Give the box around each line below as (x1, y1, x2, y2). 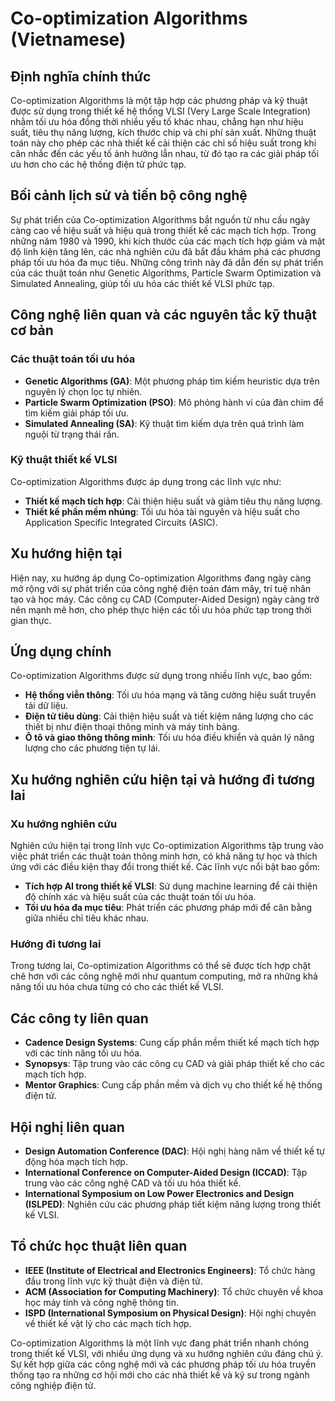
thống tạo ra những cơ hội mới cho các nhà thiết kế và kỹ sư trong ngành (10, 1368, 310, 1381)
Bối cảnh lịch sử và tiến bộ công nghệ (10, 187, 248, 204)
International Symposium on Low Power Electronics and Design (24, 1188, 295, 1200)
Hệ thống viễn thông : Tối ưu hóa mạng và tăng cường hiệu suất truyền (24, 689, 317, 701)
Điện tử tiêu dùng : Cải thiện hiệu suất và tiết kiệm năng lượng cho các (24, 710, 314, 722)
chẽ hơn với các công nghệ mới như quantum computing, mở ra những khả (10, 970, 318, 982)
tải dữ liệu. (24, 700, 69, 712)
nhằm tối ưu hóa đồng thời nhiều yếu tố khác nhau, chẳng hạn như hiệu (10, 116, 304, 127)
